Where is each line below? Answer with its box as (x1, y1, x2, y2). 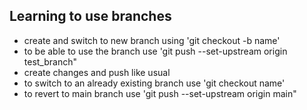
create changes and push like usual (23, 66, 171, 78)
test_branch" (23, 55, 78, 68)
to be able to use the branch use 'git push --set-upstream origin (23, 45, 288, 57)
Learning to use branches (9, 8, 172, 25)
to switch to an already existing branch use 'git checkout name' (23, 77, 286, 89)
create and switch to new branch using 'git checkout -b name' (23, 34, 281, 46)
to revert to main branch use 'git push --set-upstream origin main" (23, 87, 297, 99)
